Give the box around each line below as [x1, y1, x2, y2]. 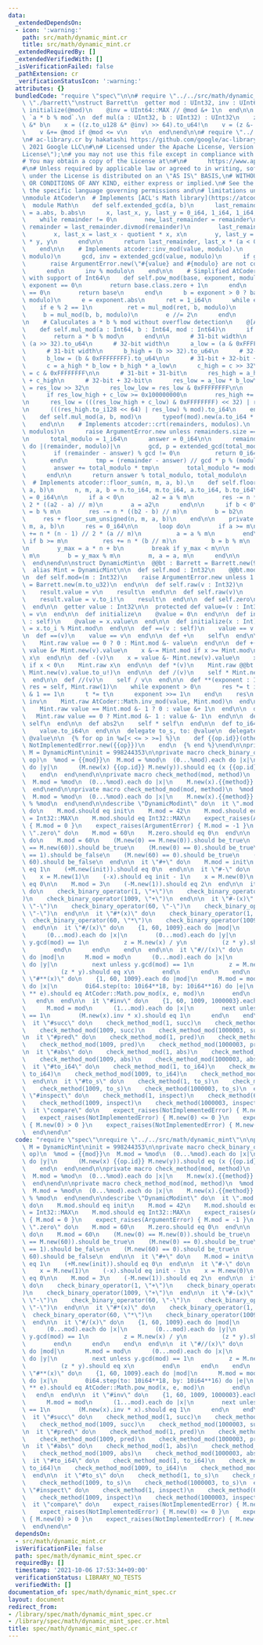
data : [8, 11, 26, 20]
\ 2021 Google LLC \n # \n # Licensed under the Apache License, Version [22, 143, 254, 151]
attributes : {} [15, 84, 65, 93]
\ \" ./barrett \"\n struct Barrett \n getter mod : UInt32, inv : [22, 99, 236, 107]
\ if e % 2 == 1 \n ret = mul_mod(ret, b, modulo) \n [22, 303, 236, 311]
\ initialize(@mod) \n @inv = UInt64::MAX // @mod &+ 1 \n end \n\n [22, 107, 254, 115]
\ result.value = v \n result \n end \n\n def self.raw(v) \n [22, 588, 243, 596]
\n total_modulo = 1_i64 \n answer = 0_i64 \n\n [22, 435, 212, 443]
